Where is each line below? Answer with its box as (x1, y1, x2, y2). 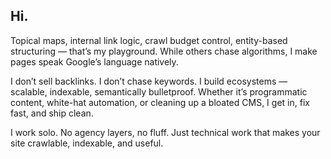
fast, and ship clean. (10, 107, 94, 119)
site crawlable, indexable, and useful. (10, 137, 164, 149)
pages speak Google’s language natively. (10, 55, 179, 68)
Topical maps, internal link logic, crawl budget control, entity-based (10, 34, 288, 46)
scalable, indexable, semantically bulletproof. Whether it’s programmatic (10, 85, 308, 98)
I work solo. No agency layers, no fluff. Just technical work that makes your (10, 126, 321, 138)
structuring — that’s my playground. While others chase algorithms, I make (10, 45, 318, 57)
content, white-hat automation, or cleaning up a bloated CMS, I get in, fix (10, 96, 310, 108)
